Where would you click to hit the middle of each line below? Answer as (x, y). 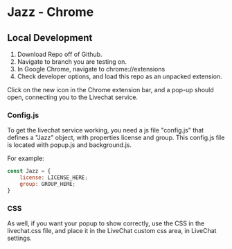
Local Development (50, 38)
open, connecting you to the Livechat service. (73, 97)
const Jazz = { (29, 171)
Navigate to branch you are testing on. (72, 62)
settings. (20, 238)
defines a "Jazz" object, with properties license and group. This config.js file (116, 138)
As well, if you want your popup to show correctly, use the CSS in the (106, 223)
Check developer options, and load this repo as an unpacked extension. (120, 76)
